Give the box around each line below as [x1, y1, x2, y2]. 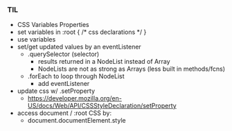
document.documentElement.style [27, 116, 126, 125]
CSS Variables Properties [17, 21, 89, 29]
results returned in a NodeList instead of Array [37, 58, 171, 66]
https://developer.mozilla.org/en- [27, 94, 123, 103]
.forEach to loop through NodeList [27, 72, 125, 80]
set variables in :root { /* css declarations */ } [17, 28, 147, 36]
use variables [17, 35, 56, 44]
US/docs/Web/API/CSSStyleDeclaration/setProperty [27, 102, 177, 110]
